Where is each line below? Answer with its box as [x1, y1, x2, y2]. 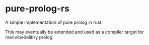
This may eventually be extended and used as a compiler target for [5, 29, 144, 35]
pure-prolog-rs [5, 3, 69, 14]
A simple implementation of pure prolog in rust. [5, 19, 103, 25]
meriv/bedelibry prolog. [5, 34, 54, 40]
